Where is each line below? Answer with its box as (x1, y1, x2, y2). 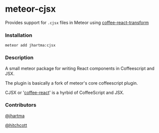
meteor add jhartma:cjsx (5, 43, 56, 48)
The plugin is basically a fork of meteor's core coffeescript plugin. (5, 80, 138, 86)
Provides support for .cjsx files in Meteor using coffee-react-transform (5, 20, 149, 25)
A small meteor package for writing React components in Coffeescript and (5, 65, 155, 71)
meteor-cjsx (5, 3, 56, 15)
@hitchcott (5, 122, 27, 128)
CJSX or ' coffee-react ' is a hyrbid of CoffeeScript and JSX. (5, 89, 124, 95)
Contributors (5, 102, 37, 109)
